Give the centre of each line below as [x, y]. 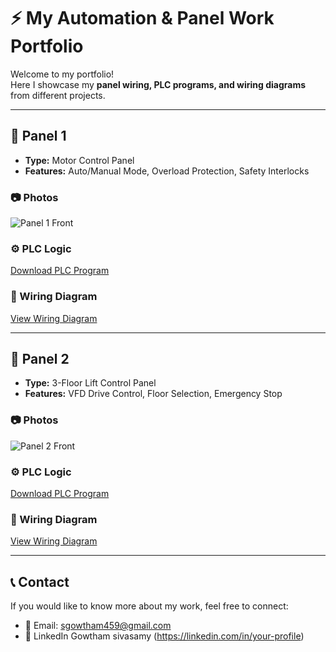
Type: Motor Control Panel [79, 160]
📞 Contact [40, 581]
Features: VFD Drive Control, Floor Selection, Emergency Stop [153, 394]
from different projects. [58, 95]
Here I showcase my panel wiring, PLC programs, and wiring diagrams [158, 84]
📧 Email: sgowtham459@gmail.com [98, 626]
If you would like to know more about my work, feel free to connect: [149, 606]
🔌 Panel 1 [38, 136]
